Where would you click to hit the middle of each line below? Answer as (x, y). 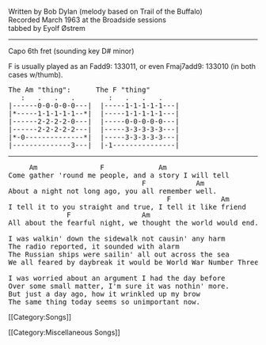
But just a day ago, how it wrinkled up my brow (104, 294)
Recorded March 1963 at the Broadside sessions (87, 20)
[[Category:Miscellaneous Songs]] (64, 332)
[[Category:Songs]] (40, 317)
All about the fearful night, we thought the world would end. (133, 223)
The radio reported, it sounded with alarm (94, 246)
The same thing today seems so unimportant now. (104, 302)
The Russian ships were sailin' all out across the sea (119, 254)
